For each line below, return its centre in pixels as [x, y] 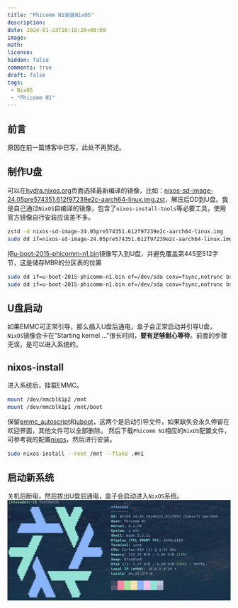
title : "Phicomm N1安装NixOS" [51, 15]
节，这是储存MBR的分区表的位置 [55, 262]
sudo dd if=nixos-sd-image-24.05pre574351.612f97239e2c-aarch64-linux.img [120, 239]
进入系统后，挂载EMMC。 [45, 385]
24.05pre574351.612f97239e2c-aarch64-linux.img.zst [86, 199]
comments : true [30, 68]
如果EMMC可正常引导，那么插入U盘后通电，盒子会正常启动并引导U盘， [112, 326]
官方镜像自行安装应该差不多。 [51, 217]
